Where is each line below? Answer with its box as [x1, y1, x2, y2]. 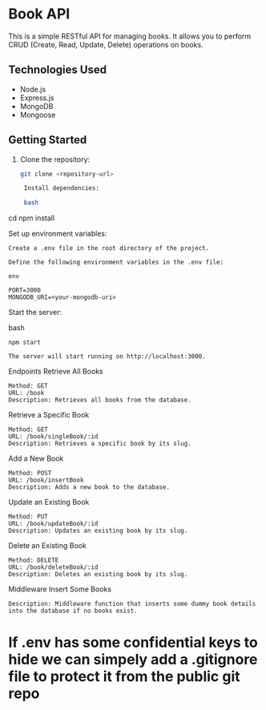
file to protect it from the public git [8, 668, 240, 686]
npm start [8, 338, 42, 347]
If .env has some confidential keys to [8, 634, 258, 652]
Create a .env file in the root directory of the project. [8, 244, 210, 252]
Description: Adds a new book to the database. [8, 483, 171, 491]
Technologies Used [8, 63, 107, 77]
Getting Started [8, 133, 87, 147]
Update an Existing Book [8, 498, 90, 507]
